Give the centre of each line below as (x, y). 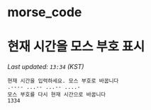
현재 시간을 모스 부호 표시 (76, 47)
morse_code (45, 12)
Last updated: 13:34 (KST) (46, 67)
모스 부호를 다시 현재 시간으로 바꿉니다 (57, 95)
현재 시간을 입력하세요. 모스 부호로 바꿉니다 (63, 81)
